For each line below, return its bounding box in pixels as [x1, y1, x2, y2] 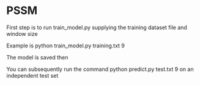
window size [6, 30, 38, 37]
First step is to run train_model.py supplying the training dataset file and [6, 24, 188, 31]
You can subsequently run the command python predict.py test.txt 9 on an [6, 65, 194, 73]
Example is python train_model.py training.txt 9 [6, 42, 125, 49]
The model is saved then [6, 53, 69, 61]
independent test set [6, 72, 59, 79]
